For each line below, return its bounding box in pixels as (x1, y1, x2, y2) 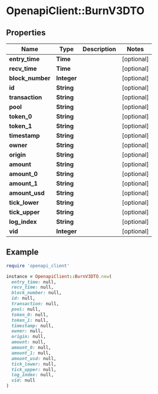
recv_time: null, (11, 284, 54, 290)
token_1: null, (11, 317, 49, 323)
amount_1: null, (11, 350, 51, 356)
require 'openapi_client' (6, 263, 70, 269)
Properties (6, 28, 46, 38)
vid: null (11, 378, 35, 383)
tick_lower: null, (11, 361, 57, 367)
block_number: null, (11, 290, 62, 296)
